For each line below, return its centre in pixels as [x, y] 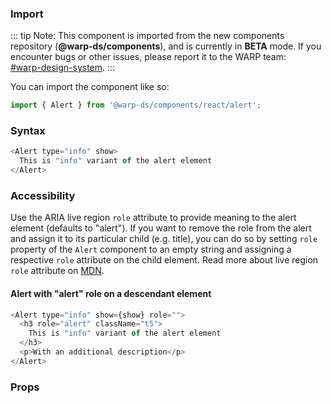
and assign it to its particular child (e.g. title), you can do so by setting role [164, 239]
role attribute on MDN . [57, 271]
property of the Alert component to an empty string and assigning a [151, 249]
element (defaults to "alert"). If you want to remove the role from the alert [161, 228]
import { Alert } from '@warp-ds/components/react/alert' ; [136, 105]
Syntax [28, 131]
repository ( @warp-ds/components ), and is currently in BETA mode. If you [166, 46]
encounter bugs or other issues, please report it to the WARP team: [148, 57]
